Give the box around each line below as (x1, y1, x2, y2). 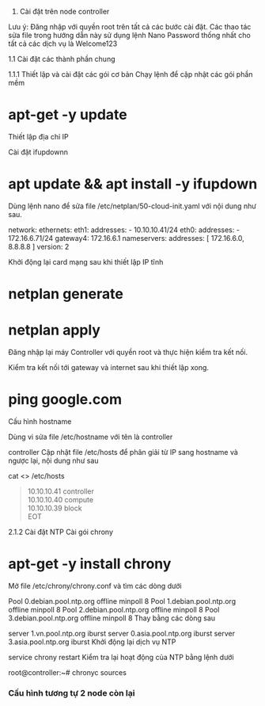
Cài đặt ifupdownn (8, 147, 69, 157)
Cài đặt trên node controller (19, 7, 110, 16)
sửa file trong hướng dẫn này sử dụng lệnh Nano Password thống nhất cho (8, 31, 251, 40)
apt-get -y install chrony (8, 555, 172, 573)
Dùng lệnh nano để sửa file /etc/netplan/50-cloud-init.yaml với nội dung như (8, 201, 257, 211)
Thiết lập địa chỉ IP (8, 132, 69, 141)
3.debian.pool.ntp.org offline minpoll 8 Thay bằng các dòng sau (8, 613, 216, 623)
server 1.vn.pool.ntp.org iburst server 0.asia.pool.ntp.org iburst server (8, 628, 236, 638)
